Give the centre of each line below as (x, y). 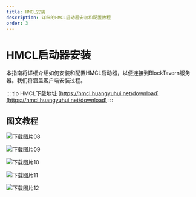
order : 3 (17, 23)
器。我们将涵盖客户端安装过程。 (46, 81)
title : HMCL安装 (26, 12)
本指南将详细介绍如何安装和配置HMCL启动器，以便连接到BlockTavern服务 (98, 73)
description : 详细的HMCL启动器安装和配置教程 (59, 18)
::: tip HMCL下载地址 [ (33, 93)
